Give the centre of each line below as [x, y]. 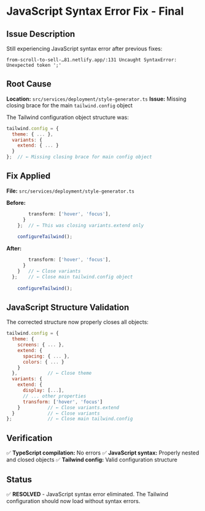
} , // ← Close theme [52, 373]
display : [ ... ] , [43, 391]
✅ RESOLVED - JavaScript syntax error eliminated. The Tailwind [87, 494]
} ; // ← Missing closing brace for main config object [79, 157]
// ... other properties [54, 396]
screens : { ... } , [41, 345]
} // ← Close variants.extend [68, 407]
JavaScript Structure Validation [68, 307]
